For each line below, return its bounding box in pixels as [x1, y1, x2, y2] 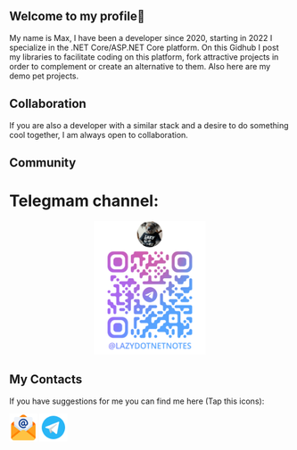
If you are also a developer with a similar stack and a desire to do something [9, 119, 289, 130]
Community [9, 155, 77, 170]
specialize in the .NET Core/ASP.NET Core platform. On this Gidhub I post [9, 42, 279, 53]
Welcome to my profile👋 [9, 9, 145, 24]
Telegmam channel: [9, 191, 159, 211]
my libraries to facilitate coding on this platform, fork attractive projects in [9, 51, 279, 62]
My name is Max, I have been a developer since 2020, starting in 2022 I [9, 32, 273, 43]
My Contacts [9, 372, 83, 388]
